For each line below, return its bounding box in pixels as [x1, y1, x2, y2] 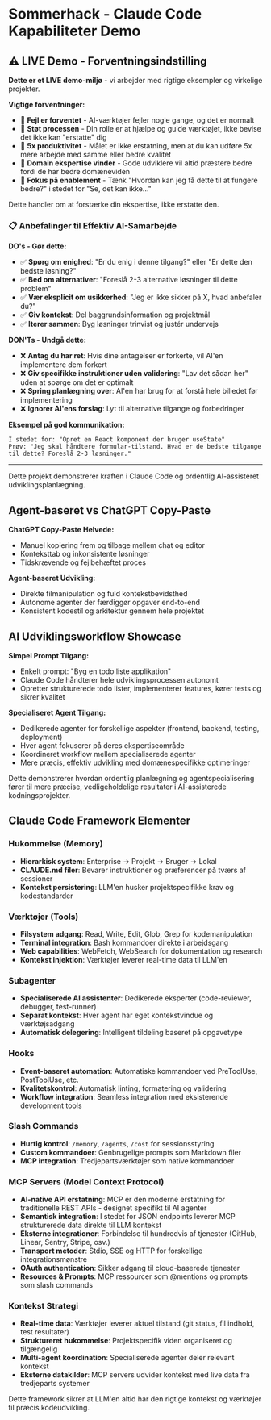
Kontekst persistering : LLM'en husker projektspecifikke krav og [19, 882, 234, 892]
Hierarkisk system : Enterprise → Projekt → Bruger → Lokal [19, 856, 217, 866]
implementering [19, 395, 73, 405]
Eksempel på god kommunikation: [8, 420, 125, 430]
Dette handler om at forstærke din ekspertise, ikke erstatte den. [8, 199, 219, 209]
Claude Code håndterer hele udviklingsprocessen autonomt [19, 674, 219, 684]
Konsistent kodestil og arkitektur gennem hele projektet [19, 606, 204, 616]
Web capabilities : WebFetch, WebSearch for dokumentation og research [19, 946, 263, 956]
